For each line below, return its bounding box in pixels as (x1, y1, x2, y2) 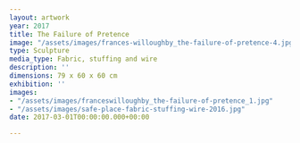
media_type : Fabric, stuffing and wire (9, 55, 158, 63)
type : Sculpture (9, 46, 70, 55)
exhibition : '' (9, 80, 66, 88)
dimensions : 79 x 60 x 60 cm (9, 71, 118, 80)
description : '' (9, 63, 70, 72)
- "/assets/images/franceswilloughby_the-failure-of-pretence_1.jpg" (9, 96, 274, 105)
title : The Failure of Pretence (9, 29, 129, 38)
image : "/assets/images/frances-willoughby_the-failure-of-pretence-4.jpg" (9, 38, 297, 47)
